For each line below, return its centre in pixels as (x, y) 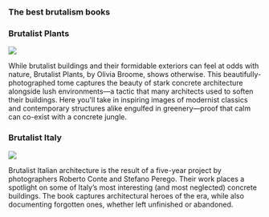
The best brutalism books (59, 12)
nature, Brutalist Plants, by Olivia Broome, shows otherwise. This (115, 74)
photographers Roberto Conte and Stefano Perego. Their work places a (126, 179)
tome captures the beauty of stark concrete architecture (150, 83)
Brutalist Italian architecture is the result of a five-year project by (115, 170)
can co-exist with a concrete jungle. (67, 117)
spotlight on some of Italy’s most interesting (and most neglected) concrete (132, 187)
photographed (32, 83)
